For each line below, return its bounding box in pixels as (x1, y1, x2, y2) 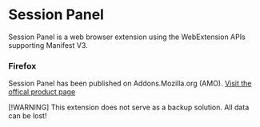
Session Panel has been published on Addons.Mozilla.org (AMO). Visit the (8, 78, 252, 89)
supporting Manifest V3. (8, 40, 88, 50)
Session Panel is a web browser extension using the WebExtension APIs (8, 32, 246, 42)
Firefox (8, 60, 37, 71)
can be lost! (8, 111, 47, 121)
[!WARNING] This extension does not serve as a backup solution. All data (8, 102, 250, 113)
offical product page (8, 87, 76, 97)
